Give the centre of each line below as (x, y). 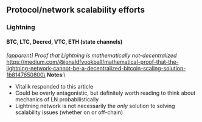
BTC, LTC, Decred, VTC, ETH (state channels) (64, 41)
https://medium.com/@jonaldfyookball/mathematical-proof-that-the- (92, 62)
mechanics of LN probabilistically (57, 99)
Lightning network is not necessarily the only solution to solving (95, 106)
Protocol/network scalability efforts (75, 10)
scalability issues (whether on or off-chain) (69, 112)
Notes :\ (56, 75)
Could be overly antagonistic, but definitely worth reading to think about (105, 93)
